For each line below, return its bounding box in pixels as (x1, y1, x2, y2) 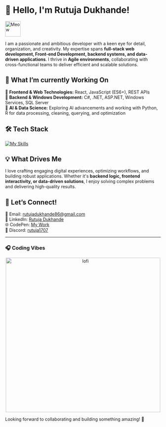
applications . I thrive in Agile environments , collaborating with (19, 56, 148, 62)
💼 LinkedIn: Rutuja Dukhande (5, 216, 64, 222)
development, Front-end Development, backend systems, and (5, 51, 135, 57)
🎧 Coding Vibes (5, 245, 45, 252)
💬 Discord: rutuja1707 (5, 227, 48, 233)
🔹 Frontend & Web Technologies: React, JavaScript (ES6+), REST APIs (5, 89, 150, 95)
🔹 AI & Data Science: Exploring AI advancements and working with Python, (5, 105, 158, 111)
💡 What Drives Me (5, 155, 62, 163)
